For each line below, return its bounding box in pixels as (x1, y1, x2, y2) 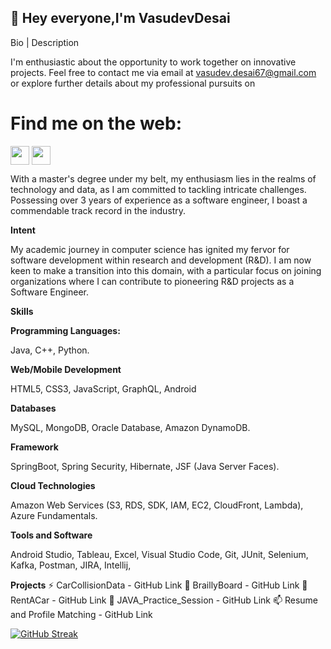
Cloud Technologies (10, 479, 96, 491)
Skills (10, 305, 34, 317)
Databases (10, 402, 57, 414)
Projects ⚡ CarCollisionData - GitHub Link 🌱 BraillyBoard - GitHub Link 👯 (10, 579, 308, 591)
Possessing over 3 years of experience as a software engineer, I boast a (10, 194, 308, 206)
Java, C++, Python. (10, 344, 90, 356)
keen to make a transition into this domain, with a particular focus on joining (10, 264, 322, 276)
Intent (10, 224, 36, 236)
